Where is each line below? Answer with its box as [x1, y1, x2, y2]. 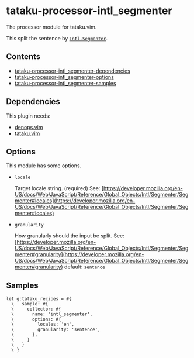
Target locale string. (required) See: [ [14, 185, 104, 192]
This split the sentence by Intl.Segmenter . [6, 35, 108, 42]
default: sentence [64, 263, 105, 270]
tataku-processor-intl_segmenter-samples [14, 80, 116, 87]
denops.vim [14, 123, 43, 130]
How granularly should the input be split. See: [14, 232, 124, 239]
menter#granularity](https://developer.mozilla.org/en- [14, 251, 144, 258]
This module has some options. [6, 162, 82, 169]
